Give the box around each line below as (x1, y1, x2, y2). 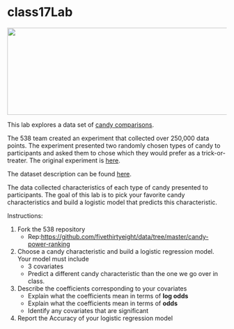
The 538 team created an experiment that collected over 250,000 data (7, 134, 210, 142)
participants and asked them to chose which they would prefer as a (7, 148, 201, 157)
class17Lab (7, 4, 73, 20)
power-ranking (27, 240, 71, 248)
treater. (7, 156, 28, 164)
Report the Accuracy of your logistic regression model (17, 314, 173, 322)
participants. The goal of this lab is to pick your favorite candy (7, 190, 185, 199)
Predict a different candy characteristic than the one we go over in (27, 269, 218, 277)
